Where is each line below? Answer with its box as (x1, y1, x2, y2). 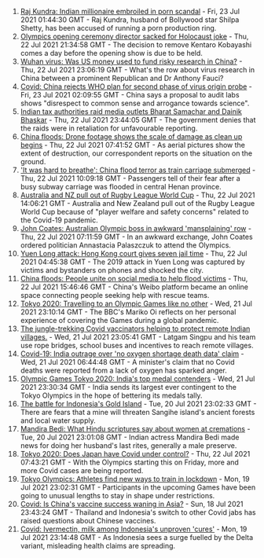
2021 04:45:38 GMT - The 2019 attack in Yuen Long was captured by (20, 257, 246, 266)
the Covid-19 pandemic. (20, 215, 98, 225)
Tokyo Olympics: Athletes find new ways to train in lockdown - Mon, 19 (20, 475, 250, 483)
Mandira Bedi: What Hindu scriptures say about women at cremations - (20, 424, 251, 433)
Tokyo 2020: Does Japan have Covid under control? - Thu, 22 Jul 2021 (20, 450, 251, 458)
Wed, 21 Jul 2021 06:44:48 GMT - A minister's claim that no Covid (20, 358, 235, 366)
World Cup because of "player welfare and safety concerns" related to (20, 207, 249, 216)
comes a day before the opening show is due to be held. (20, 49, 203, 57)
